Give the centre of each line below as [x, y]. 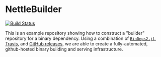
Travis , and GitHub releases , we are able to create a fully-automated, [76, 43]
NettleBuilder [33, 9]
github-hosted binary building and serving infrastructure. [64, 49]
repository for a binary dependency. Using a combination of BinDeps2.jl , [81, 38]
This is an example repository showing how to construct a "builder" [75, 33]
